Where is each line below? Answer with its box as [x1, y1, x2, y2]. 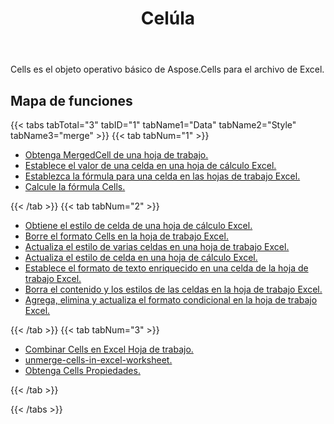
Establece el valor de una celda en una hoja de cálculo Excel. [24, 160, 277, 171]
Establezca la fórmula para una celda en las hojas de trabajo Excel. [24, 170, 301, 182]
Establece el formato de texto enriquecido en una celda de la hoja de [24, 262, 309, 274]
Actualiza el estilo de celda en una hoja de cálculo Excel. [24, 252, 258, 263]
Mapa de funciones [10, 92, 133, 109]
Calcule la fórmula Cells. [24, 181, 126, 192]
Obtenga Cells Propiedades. [24, 365, 141, 376]
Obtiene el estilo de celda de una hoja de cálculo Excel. [24, 220, 253, 231]
